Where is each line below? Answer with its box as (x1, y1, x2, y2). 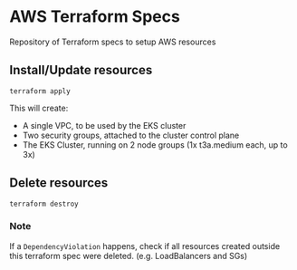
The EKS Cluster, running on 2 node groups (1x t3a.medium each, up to (22, 139, 288, 150)
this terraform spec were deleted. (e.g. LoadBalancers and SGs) (9, 250, 248, 261)
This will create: (9, 102, 69, 113)
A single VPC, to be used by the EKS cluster (22, 120, 187, 130)
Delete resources (9, 175, 109, 191)
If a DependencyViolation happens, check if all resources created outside (9, 240, 281, 251)
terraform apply (9, 86, 71, 96)
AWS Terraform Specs (9, 6, 181, 27)
